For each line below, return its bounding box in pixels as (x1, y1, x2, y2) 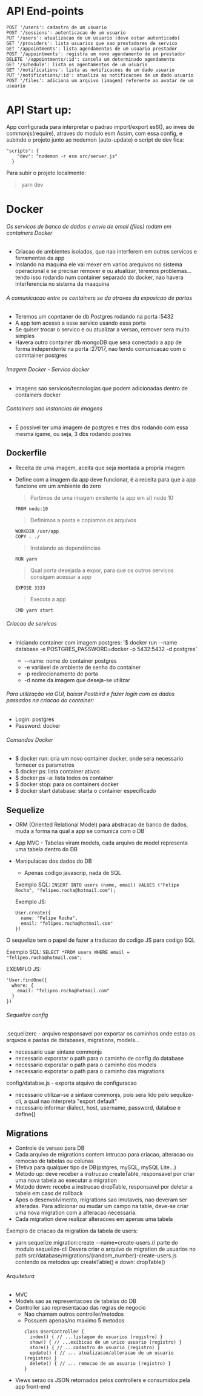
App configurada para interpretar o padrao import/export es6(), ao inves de (6, 123, 195, 130)
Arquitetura (6, 1272, 35, 1279)
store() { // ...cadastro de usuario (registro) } (29, 1345, 161, 1351)
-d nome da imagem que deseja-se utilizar (24, 676, 130, 683)
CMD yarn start (15, 607, 54, 613)
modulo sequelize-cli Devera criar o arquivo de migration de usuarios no (15, 1245, 196, 1253)
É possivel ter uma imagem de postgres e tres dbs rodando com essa (15, 424, 188, 431)
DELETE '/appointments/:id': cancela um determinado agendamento (6, 56, 175, 62)
